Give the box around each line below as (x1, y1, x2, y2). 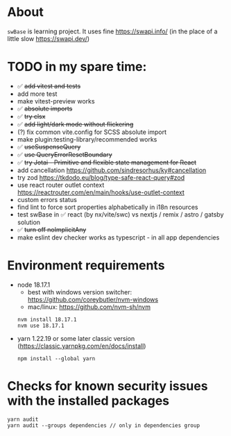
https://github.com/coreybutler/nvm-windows (27, 295, 158, 303)
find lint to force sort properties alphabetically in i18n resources (17, 203, 199, 211)
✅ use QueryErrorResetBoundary (17, 150, 112, 158)
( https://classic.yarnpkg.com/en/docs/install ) (17, 342, 146, 350)
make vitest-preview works (17, 97, 95, 105)
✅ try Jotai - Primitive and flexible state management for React (17, 158, 196, 167)
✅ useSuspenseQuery (17, 142, 81, 151)
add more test (17, 90, 58, 98)
